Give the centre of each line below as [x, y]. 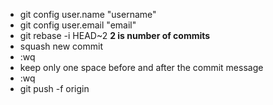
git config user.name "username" [88, 14]
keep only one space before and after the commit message [141, 67]
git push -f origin [54, 88]
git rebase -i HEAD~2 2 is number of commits [115, 35]
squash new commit [61, 46]
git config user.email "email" [78, 25]
